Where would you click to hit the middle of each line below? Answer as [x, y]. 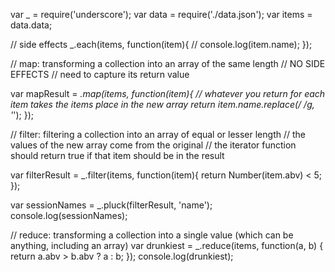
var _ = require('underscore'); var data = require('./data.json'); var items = [161, 14]
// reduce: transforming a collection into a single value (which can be [152, 235]
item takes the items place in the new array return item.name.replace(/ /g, [162, 104]
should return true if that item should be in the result [117, 155]
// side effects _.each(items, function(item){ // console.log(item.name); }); [161, 44]
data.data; [31, 25]
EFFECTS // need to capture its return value [100, 74]
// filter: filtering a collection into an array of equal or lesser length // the [158, 134]
